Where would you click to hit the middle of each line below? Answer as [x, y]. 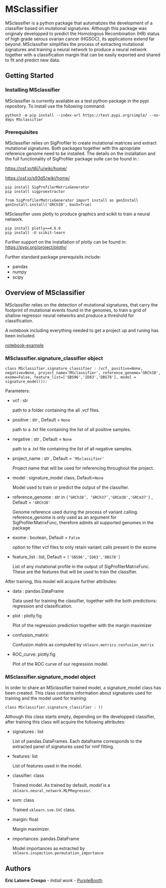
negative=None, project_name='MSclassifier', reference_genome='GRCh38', [83, 373]
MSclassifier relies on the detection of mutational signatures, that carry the [82, 304]
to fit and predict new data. [33, 60]
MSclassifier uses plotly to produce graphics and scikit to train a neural [78, 214]
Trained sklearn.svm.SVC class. [44, 810]
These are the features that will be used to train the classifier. [75, 572]
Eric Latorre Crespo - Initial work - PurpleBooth [54, 881]
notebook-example [24, 345]
